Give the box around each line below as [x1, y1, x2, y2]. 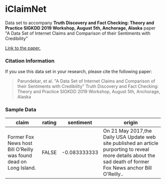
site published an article [103, 140, 159, 147]
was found [7, 152, 32, 159]
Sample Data [5, 106, 37, 113]
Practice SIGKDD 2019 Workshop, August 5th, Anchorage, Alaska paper [5, 25, 156, 31]
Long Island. [7, 164, 36, 171]
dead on [7, 158, 27, 165]
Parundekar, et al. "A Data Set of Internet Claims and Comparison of [17, 78, 156, 84]
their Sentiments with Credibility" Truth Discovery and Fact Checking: [17, 83, 159, 89]
